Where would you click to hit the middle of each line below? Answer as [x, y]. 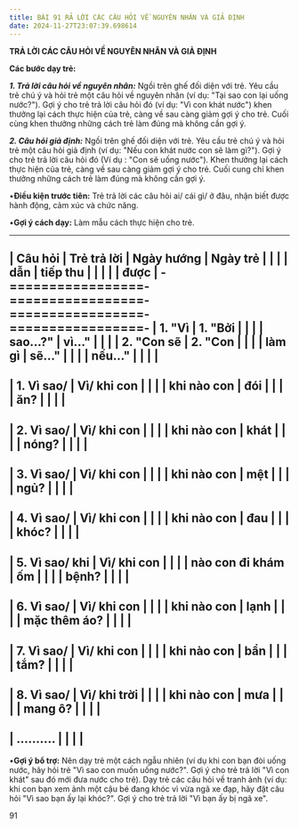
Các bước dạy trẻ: [43, 68]
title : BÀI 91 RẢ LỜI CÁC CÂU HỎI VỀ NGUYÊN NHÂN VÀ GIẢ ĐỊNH [127, 17]
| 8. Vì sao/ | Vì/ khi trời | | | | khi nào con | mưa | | [147, 695]
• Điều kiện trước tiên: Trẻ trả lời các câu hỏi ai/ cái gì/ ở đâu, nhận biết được [149, 196]
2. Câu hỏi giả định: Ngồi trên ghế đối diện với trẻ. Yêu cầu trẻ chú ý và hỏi [147, 141]
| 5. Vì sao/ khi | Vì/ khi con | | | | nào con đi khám [147, 563]
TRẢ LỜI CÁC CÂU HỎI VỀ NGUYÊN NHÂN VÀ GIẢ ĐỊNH [113, 51]
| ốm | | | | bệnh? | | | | [69, 576]
